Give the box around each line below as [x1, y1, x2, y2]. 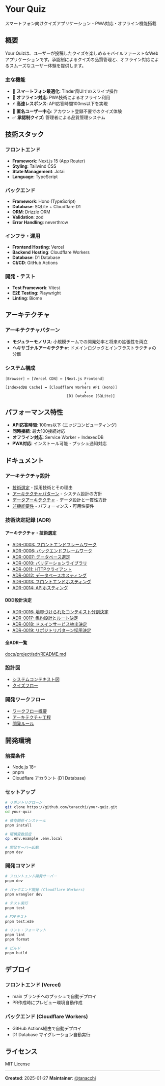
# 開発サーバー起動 [5, 845, 39, 850]
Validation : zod [12, 214, 44, 220]
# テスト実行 [5, 900, 28, 906]
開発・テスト [5, 273, 36, 280]
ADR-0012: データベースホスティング [12, 572, 87, 578]
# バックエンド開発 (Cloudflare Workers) [5, 887, 85, 893]
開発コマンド [5, 862, 36, 869]
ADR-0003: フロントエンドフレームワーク [12, 542, 97, 548]
